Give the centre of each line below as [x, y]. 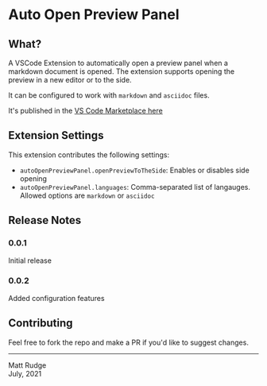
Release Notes [45, 220]
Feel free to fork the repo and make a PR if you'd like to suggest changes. [128, 342]
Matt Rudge [27, 365]
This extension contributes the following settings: [89, 154]
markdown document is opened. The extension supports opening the [122, 71]
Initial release [30, 261]
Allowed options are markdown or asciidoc [87, 195]
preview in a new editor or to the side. [70, 80]
